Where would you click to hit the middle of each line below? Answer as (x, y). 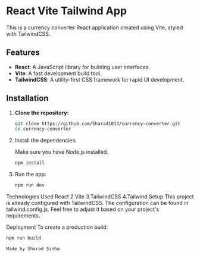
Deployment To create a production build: (57, 227)
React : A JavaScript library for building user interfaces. (82, 67)
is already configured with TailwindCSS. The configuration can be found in (97, 203)
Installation (27, 99)
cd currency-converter (43, 129)
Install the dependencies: (46, 141)
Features (23, 53)
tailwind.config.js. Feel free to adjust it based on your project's (83, 209)
